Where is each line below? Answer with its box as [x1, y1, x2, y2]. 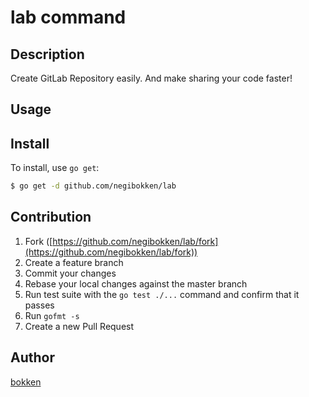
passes [24, 299, 55, 311]
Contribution [10, 209, 92, 226]
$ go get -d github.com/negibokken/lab [10, 181, 177, 191]
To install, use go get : [10, 162, 100, 174]
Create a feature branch [24, 256, 124, 268]
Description [10, 46, 85, 63]
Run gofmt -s [24, 309, 80, 321]
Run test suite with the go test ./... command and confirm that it [24, 288, 300, 300]
